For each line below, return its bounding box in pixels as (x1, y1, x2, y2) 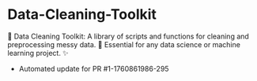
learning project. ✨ (7, 48, 69, 57)
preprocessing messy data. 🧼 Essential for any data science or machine (7, 39, 240, 49)
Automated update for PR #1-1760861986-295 (18, 64, 169, 73)
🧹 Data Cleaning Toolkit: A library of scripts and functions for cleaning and (7, 31, 250, 41)
